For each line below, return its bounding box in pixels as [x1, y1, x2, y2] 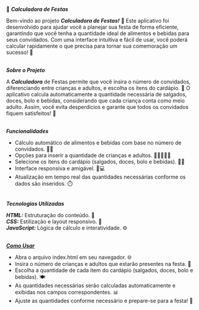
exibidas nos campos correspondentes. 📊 [14, 289, 119, 296]
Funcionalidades [6, 128, 49, 134]
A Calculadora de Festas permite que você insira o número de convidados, [6, 78, 191, 85]
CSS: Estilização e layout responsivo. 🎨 [6, 218, 102, 225]
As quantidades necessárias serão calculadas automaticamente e [14, 282, 176, 289]
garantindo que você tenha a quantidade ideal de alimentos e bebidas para [6, 30, 189, 37]
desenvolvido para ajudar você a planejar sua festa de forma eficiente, [6, 24, 179, 30]
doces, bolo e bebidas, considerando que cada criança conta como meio [6, 97, 185, 104]
